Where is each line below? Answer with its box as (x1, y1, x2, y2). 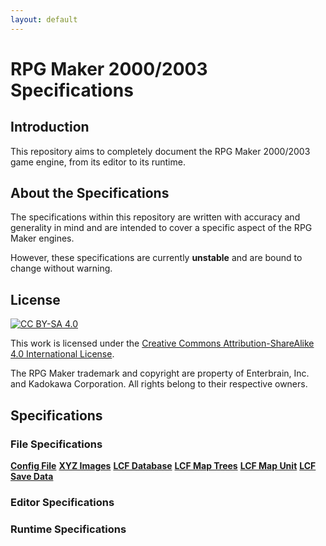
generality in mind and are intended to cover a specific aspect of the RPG (10, 222, 313, 234)
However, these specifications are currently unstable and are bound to (10, 252, 303, 264)
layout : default (10, 14, 78, 25)
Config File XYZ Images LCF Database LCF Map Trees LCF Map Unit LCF (10, 459, 317, 471)
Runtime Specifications (10, 522, 127, 536)
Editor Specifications (10, 495, 115, 509)
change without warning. (10, 262, 113, 275)
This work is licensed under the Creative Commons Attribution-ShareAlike (10, 337, 315, 350)
